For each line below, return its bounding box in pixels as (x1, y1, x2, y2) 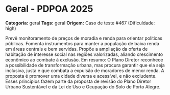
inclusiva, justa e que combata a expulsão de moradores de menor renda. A (5, 67, 164, 74)
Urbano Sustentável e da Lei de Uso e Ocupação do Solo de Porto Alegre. (5, 83, 161, 89)
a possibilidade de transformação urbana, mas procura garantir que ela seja (5, 62, 165, 68)
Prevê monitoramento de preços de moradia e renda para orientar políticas (5, 35, 162, 41)
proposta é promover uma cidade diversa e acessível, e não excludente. (5, 73, 157, 79)
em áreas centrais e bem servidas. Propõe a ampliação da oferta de (5, 46, 148, 52)
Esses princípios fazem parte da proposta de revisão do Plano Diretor (5, 78, 152, 84)
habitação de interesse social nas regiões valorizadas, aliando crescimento (5, 51, 163, 57)
